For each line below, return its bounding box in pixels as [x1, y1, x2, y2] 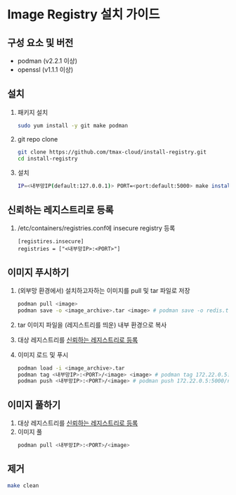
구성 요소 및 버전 [7, 37, 74, 49]
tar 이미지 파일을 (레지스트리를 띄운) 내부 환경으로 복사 [17, 320, 167, 329]
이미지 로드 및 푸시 [17, 350, 69, 359]
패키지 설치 [17, 108, 48, 116]
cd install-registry [17, 155, 78, 162]
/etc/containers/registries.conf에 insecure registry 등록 [17, 224, 176, 232]
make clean [7, 482, 39, 489]
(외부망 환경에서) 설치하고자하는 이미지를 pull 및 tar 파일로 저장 [17, 286, 191, 294]
